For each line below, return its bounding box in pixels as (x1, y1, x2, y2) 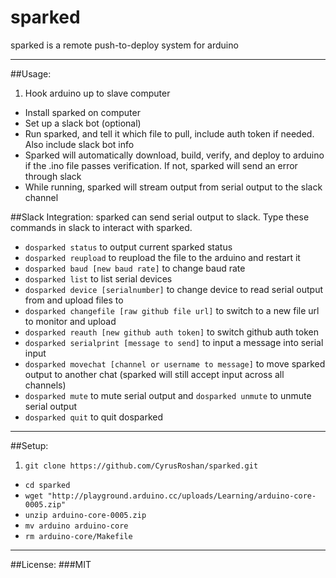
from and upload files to (24, 294, 124, 306)
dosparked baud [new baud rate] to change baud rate (24, 262, 246, 274)
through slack (24, 170, 82, 182)
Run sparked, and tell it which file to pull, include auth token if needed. (24, 127, 315, 140)
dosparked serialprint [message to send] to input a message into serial (24, 336, 324, 348)
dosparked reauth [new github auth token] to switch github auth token (24, 326, 319, 338)
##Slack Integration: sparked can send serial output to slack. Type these (10, 211, 310, 223)
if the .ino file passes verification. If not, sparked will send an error (24, 159, 298, 171)
